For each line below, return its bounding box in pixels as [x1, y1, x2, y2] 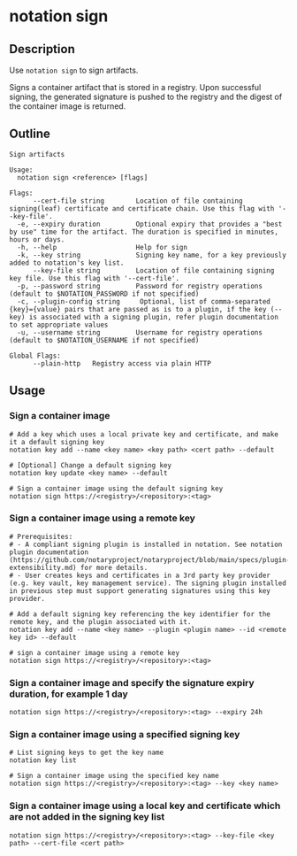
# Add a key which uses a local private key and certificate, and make [9, 429, 278, 439]
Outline [9, 127, 50, 142]
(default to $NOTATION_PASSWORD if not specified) [9, 289, 200, 298]
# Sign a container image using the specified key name [9, 772, 219, 781]
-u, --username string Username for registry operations [17, 328, 263, 337]
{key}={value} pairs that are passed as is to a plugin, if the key [9, 305, 267, 313]
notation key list [9, 756, 77, 765]
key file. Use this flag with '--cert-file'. [9, 274, 179, 282]
